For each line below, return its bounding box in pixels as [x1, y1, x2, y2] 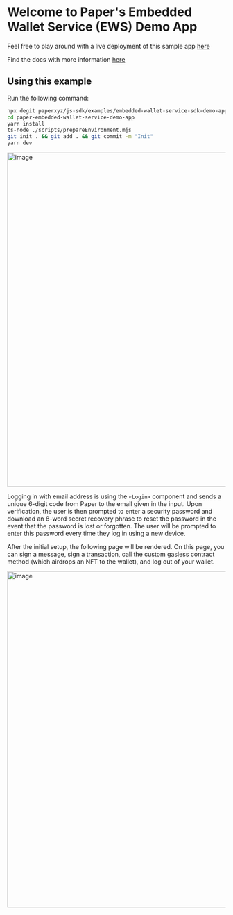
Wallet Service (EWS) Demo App [7, 19, 198, 35]
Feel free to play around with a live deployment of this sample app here [7, 42, 210, 50]
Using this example [7, 76, 92, 87]
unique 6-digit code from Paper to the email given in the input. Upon [7, 500, 202, 507]
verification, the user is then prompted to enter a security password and [7, 507, 213, 515]
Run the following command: [7, 94, 89, 102]
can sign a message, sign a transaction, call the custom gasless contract [7, 550, 215, 558]
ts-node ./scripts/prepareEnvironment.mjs [7, 126, 132, 134]
